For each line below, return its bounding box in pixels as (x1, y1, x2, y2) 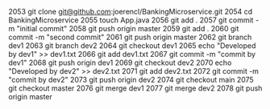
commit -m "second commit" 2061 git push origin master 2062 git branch (8, 32, 252, 42)
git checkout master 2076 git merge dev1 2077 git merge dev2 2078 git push (8, 83, 263, 93)
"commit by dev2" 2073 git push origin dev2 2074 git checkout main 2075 (8, 75, 254, 84)
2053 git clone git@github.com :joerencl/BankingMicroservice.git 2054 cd (8, 7, 253, 16)
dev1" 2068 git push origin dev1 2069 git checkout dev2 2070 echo (8, 58, 232, 67)
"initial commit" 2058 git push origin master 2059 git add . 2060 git (16, 24, 239, 33)
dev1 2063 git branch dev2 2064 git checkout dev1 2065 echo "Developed (8, 41, 256, 50)
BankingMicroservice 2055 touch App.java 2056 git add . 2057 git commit (8, 15, 254, 25)
